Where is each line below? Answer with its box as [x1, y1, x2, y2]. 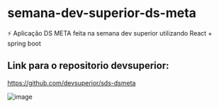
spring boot [7, 39, 41, 48]
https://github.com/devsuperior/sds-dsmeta [7, 78, 136, 87]
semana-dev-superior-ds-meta [7, 5, 197, 21]
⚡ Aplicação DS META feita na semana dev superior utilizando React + [7, 28, 213, 37]
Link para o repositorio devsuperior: [7, 60, 169, 72]
